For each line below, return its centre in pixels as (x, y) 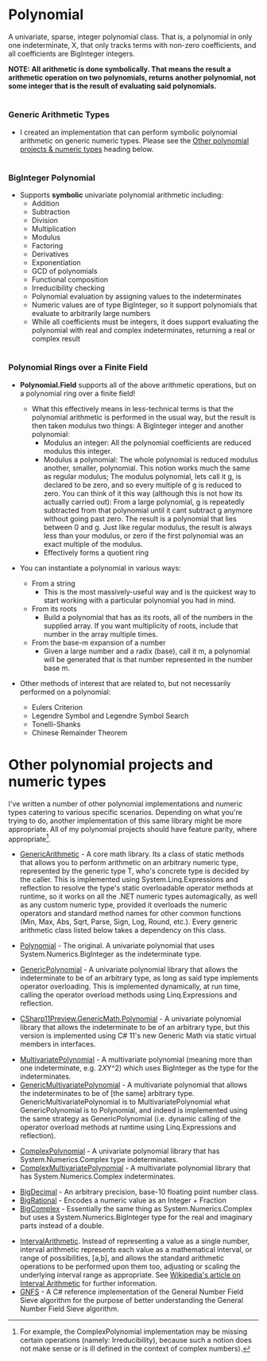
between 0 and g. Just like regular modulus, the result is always (148, 527)
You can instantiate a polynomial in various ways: (100, 567)
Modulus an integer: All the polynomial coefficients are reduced (147, 443)
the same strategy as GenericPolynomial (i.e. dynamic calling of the (130, 1119)
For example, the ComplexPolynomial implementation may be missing (133, 1332)
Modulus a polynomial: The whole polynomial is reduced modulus (151, 459)
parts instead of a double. (62, 1226)
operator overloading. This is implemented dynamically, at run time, (130, 987)
